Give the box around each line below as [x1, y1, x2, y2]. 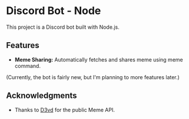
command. [14, 62, 41, 69]
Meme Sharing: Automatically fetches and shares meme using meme [14, 56, 184, 63]
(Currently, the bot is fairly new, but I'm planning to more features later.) [6, 73, 180, 80]
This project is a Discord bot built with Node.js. [6, 23, 120, 30]
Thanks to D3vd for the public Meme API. [14, 106, 115, 113]
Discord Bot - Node [6, 4, 101, 18]
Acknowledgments [6, 91, 78, 101]
